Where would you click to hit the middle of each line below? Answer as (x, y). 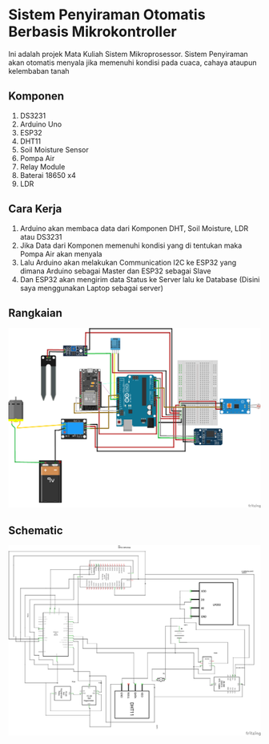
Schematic (36, 530)
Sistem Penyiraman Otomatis (107, 15)
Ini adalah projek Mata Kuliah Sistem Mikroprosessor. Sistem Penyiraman (128, 54)
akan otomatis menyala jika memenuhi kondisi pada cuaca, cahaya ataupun (132, 63)
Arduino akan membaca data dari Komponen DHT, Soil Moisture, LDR (134, 228)
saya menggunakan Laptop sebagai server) (92, 288)
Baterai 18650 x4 (48, 175)
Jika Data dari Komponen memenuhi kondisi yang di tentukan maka (131, 245)
